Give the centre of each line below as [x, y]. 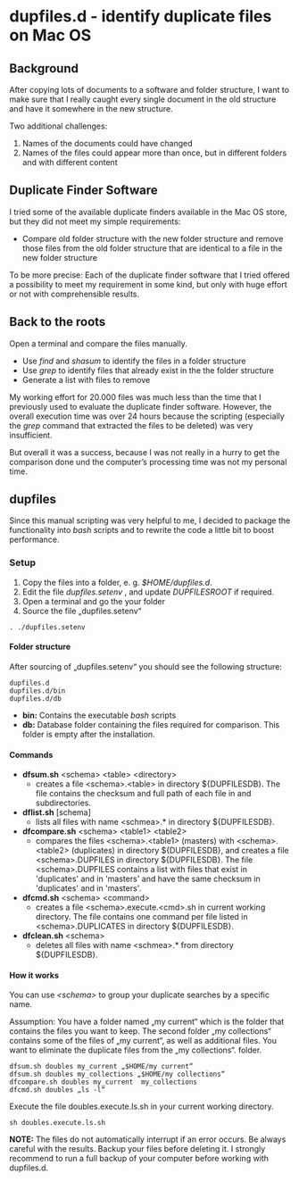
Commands [31, 754]
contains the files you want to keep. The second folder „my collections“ [141, 1031]
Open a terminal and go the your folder [94, 601]
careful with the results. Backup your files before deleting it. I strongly [137, 1149]
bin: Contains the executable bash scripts [99, 715]
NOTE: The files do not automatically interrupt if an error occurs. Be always [148, 1139]
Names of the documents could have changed [108, 143]
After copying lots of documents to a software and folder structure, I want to [149, 90]
